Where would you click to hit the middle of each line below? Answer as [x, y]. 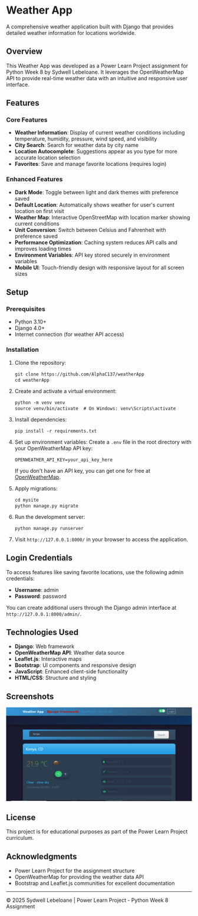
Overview [24, 52]
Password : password [40, 596]
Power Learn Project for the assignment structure [75, 871]
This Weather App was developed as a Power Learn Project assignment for [97, 66]
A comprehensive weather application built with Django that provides [90, 27]
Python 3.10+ [31, 322]
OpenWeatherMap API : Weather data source [70, 653]
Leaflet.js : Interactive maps [48, 659]
